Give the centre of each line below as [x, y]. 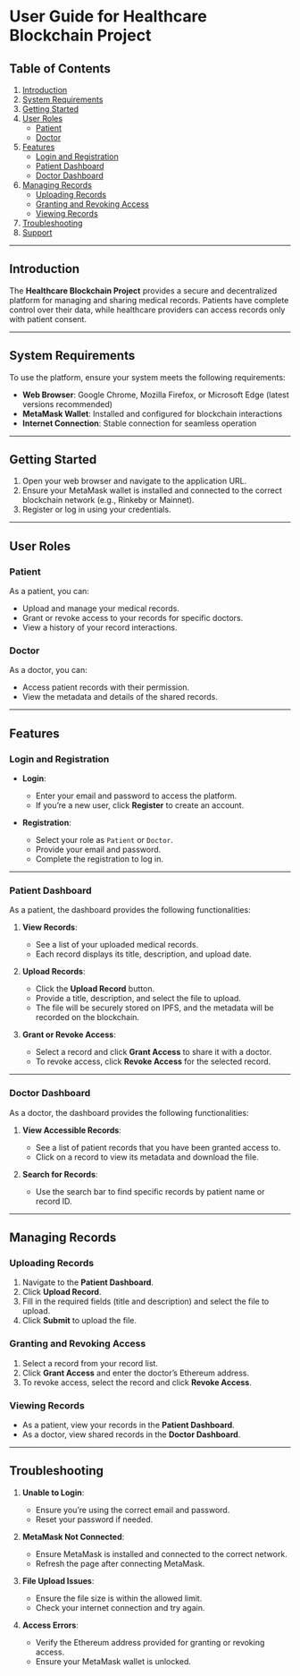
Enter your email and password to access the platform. [136, 796]
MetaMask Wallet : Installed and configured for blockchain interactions [152, 413]
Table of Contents [60, 68]
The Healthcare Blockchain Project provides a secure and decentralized [143, 290]
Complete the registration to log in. [99, 859]
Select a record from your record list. [90, 1363]
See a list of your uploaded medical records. [117, 945]
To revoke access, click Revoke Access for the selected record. [153, 1061]
